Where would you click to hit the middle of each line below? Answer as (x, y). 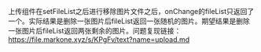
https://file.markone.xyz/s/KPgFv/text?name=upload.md (99, 40)
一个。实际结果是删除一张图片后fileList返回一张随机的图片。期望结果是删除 (129, 21)
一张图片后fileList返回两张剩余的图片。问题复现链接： (95, 31)
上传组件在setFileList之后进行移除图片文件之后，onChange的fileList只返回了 (131, 11)
